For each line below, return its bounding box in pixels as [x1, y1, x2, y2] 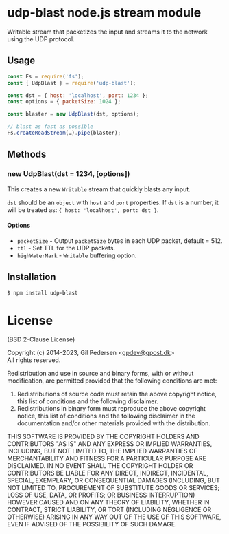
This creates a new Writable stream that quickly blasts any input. [7, 184, 191, 193]
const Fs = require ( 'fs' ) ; [7, 73, 84, 80]
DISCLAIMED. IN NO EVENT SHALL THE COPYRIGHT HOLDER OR [7, 462, 193, 470]
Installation [7, 271, 56, 283]
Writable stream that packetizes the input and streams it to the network [7, 28, 208, 36]
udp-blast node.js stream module [7, 5, 202, 21]
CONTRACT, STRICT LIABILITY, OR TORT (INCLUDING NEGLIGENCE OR [7, 506, 212, 514]
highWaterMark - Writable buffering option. [16, 251, 137, 259]
